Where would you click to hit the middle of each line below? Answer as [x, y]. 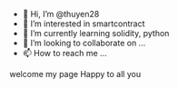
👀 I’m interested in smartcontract [84, 24]
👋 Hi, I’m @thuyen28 [61, 14]
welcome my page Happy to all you [75, 74]
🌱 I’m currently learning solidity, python [96, 33]
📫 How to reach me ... [64, 53]
